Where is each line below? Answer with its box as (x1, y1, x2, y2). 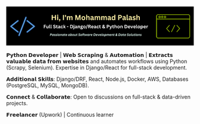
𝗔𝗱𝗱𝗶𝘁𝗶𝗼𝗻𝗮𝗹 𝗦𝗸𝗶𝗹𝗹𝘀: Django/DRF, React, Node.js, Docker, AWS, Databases (6, 75, 189, 82)
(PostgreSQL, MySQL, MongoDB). (6, 82, 89, 89)
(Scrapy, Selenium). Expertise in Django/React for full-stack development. (6, 64, 187, 71)
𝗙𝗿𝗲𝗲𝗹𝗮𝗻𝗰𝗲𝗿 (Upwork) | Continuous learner (6, 111, 114, 118)
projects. (6, 100, 28, 107)
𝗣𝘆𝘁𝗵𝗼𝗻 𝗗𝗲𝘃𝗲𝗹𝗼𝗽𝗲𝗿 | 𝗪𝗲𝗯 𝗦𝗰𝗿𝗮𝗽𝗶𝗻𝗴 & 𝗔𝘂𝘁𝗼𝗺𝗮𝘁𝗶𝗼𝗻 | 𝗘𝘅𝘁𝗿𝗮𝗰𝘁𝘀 (6, 52, 173, 58)
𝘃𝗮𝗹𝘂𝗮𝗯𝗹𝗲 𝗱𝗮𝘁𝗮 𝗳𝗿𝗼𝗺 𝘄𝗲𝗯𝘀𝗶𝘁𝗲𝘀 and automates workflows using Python (6, 58, 187, 65)
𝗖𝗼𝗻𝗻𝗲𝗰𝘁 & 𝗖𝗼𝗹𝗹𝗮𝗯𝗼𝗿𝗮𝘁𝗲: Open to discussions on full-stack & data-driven (6, 93, 191, 100)
